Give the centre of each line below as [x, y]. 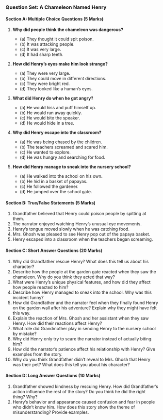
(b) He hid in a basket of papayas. [54, 182]
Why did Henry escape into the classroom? [57, 133]
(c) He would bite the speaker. [50, 118]
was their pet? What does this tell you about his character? [71, 364]
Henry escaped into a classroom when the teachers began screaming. [83, 239]
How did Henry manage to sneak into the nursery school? [72, 167]
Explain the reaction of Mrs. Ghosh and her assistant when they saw [81, 318]
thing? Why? [25, 397]
